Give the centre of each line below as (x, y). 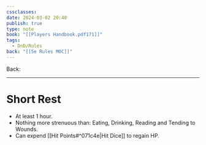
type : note (20, 29)
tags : (13, 40)
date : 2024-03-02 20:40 (37, 18)
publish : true (25, 23)
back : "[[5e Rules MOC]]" (39, 52)
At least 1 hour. (34, 116)
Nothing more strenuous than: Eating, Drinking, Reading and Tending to (105, 122)
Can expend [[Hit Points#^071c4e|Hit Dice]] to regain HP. (87, 135)
